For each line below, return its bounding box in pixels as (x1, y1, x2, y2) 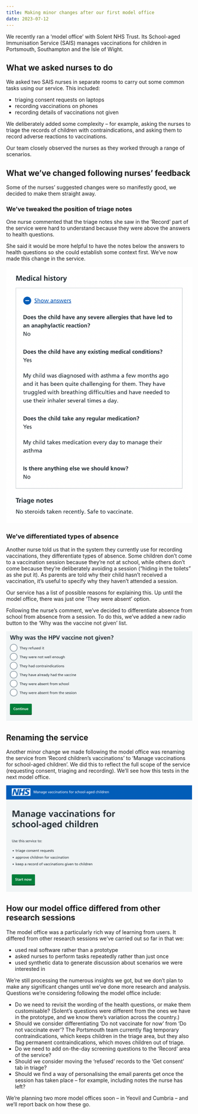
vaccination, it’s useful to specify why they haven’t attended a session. (6, 577, 178, 584)
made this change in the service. (6, 255, 86, 262)
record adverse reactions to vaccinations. (6, 133, 108, 140)
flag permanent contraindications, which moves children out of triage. (14, 1039, 185, 1046)
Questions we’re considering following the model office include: (6, 989, 161, 996)
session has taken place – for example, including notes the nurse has (14, 1077, 183, 1084)
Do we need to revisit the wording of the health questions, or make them (14, 1001, 191, 1008)
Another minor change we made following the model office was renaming (6, 748, 185, 755)
